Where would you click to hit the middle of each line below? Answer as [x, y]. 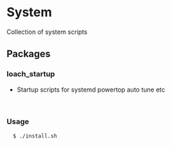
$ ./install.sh [35, 136]
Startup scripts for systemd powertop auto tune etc [91, 90]
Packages [28, 54]
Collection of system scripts [47, 32]
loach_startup [31, 74]
